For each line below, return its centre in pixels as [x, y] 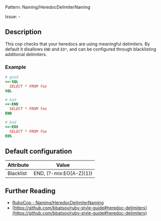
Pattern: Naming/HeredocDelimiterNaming [48, 7]
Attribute [18, 165]
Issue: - [13, 16]
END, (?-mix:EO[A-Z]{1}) [63, 173]
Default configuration [39, 151]
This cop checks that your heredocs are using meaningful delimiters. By [78, 44]
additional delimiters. [26, 54]
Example [16, 67]
